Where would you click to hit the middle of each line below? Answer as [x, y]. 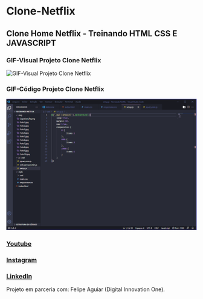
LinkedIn [19, 276]
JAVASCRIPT [31, 43]
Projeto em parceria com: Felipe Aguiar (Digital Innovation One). [85, 289]
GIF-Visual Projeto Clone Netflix [54, 60]
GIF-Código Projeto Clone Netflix [55, 89]
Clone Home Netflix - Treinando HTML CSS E [92, 34]
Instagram [22, 260]
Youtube [19, 244]
